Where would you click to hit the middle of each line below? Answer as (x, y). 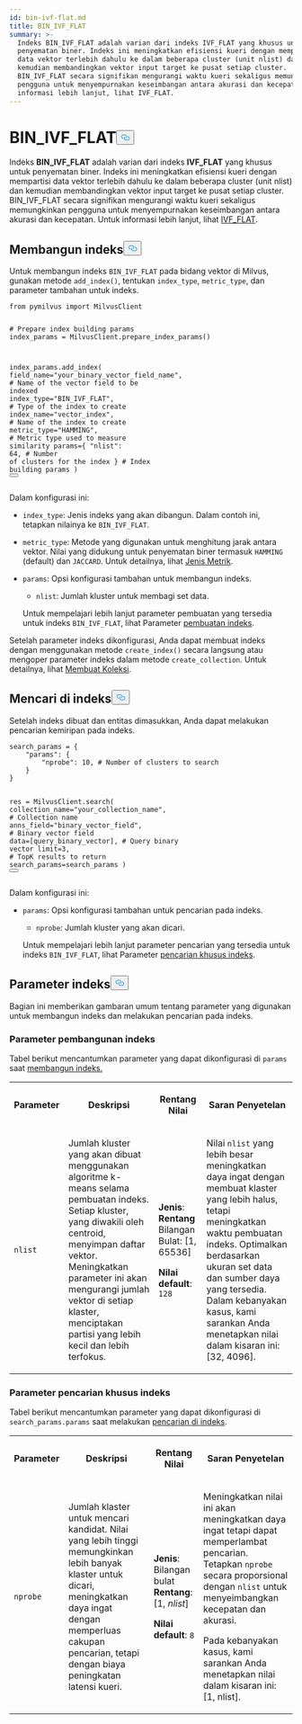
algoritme (88, 1176)
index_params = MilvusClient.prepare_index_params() (110, 337)
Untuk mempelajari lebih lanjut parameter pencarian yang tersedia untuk (156, 944)
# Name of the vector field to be (74, 383)
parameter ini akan (107, 1278)
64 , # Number (34, 454)
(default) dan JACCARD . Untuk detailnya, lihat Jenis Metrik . (128, 561)
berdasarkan (233, 1255)
